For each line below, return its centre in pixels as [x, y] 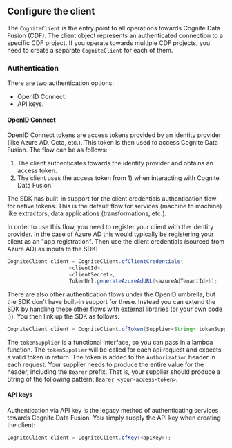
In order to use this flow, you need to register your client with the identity [110, 227]
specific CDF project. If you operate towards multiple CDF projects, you [109, 43]
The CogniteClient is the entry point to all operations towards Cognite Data [114, 28]
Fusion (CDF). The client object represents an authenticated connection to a [115, 35]
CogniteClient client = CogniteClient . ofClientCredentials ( [96, 262]
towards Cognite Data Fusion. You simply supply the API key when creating [114, 418]
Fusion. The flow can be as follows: [58, 150]
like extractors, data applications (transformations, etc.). [87, 213]
